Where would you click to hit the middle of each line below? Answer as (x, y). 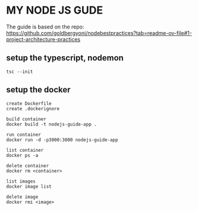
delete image (22, 197)
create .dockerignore (33, 108)
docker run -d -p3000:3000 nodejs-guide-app (62, 140)
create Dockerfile (29, 103)
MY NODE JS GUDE (55, 10)
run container (24, 135)
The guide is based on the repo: (45, 27)
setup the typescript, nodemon (65, 58)
